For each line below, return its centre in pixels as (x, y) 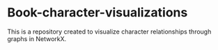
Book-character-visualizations (98, 13)
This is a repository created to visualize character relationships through (109, 32)
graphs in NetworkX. (37, 38)
